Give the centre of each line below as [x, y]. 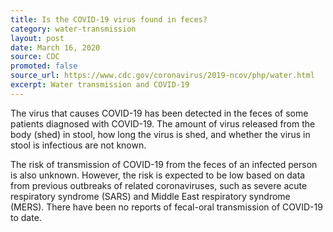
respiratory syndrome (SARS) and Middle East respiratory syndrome [150, 196]
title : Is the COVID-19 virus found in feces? [109, 19]
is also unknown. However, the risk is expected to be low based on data [158, 175]
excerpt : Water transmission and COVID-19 [100, 85]
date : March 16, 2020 [55, 47]
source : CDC [35, 57]
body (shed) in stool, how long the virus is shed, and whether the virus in [160, 134]
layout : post [37, 38]
